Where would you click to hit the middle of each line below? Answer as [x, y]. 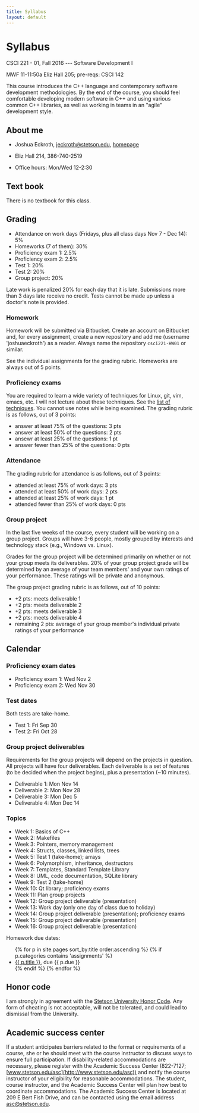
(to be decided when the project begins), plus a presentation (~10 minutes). [99, 773]
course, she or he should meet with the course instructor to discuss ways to [99, 1053]
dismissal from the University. [42, 1014]
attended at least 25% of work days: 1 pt [64, 498]
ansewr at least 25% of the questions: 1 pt [66, 439]
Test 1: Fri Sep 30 [36, 725]
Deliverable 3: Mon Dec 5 [46, 797]
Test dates [22, 701]
